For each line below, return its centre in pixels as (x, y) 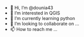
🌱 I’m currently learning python (43, 18)
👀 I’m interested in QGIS (35, 13)
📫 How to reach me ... (34, 29)
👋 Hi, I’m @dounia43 (32, 8)
